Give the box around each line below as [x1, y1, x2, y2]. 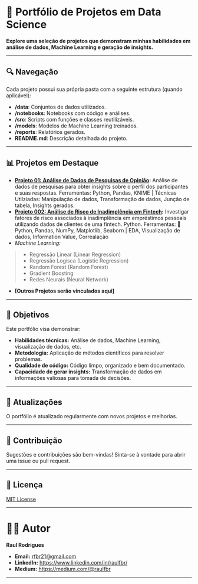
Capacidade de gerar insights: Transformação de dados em [14, 368, 162, 375]
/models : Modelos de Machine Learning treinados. [14, 122, 138, 129]
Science [6, 18, 47, 31]
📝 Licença [6, 480, 43, 490]
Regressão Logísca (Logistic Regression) [29, 257, 129, 264]
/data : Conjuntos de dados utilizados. [14, 103, 106, 110]
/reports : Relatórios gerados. [14, 128, 86, 135]
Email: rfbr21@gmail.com [14, 553, 77, 560]
